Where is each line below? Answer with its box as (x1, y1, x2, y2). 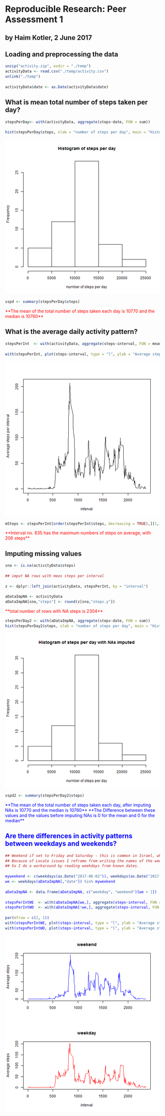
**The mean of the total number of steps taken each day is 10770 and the (5, 308, 155, 314)
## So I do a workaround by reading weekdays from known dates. (5, 863, 139, 868)
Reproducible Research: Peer (5, 3, 127, 15)
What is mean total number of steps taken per (5, 98, 148, 107)
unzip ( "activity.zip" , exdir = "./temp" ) (5, 64, 91, 69)
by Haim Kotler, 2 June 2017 (5, 33, 92, 42)
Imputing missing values (5, 549, 82, 558)
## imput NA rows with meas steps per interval (5, 573, 105, 578)
